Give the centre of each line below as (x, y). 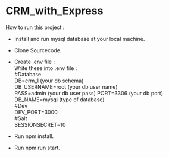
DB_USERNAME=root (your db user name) (66, 86)
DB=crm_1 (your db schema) (49, 81)
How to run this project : (35, 27)
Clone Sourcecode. (38, 50)
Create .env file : (34, 62)
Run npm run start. (37, 148)
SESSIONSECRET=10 (40, 124)
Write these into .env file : (46, 68)
